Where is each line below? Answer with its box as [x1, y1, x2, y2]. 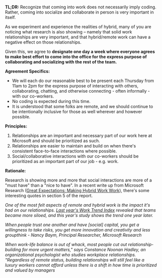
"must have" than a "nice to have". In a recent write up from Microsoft [5, 182, 144, 188]
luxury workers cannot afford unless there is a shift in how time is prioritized [5, 262, 157, 268]
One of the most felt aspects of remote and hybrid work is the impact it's [5, 202, 150, 208]
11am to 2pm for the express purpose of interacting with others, [12, 83, 139, 89]
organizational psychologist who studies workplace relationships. [5, 252, 136, 258]
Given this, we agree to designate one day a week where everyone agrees [5, 49, 155, 54]
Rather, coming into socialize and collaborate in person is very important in [5, 9, 154, 15]
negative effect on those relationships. [5, 39, 82, 45]
